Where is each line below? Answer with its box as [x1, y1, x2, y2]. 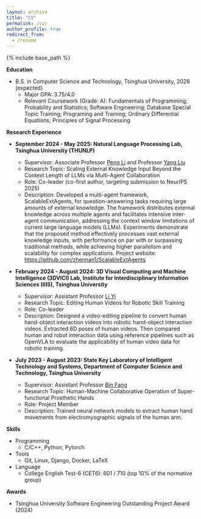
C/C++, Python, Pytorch [24, 444, 85, 451]
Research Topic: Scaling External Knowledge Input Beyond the [24, 165, 182, 172]
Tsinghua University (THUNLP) [15, 147, 96, 154]
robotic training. [24, 344, 65, 352]
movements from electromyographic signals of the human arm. [24, 413, 183, 421]
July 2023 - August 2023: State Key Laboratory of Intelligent [15, 357, 172, 363]
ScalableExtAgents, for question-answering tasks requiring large [24, 198, 187, 205]
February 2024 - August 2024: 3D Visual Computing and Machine [15, 268, 186, 275]
